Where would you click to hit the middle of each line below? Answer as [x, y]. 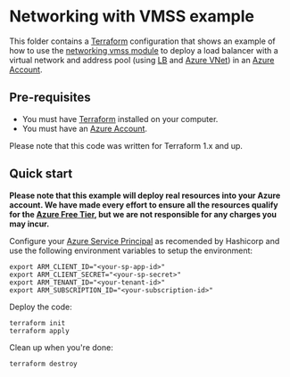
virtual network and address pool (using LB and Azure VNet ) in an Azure [142, 60]
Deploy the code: [41, 307]
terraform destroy [43, 364]
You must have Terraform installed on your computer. [120, 119]
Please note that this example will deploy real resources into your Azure [145, 195]
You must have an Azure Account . [85, 128]
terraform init [37, 323]
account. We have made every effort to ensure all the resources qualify [144, 205]
